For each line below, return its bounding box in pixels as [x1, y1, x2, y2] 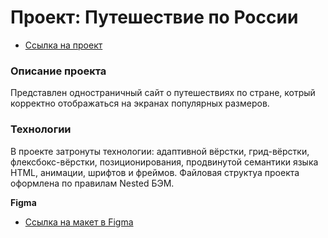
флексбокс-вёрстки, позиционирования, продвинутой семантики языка [10, 156, 319, 168]
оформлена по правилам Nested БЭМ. [10, 177, 175, 189]
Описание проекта [10, 64, 107, 78]
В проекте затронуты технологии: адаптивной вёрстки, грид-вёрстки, [10, 145, 310, 157]
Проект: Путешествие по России [10, 6, 299, 29]
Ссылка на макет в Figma [24, 216, 134, 228]
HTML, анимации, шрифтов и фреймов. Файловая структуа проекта [10, 166, 300, 178]
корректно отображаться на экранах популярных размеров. [10, 97, 270, 110]
